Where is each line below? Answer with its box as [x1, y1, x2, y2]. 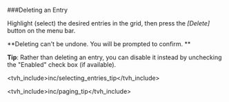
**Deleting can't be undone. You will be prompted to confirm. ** [7, 40, 191, 48]
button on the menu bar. [7, 27, 76, 34]
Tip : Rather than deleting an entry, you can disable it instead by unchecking [7, 53, 222, 61]
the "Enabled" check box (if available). [7, 61, 117, 68]
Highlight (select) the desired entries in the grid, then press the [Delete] [7, 19, 210, 27]
